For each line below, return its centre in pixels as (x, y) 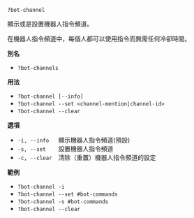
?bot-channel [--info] (50, 96)
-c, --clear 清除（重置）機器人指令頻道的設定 (87, 158)
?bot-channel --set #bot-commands (67, 194)
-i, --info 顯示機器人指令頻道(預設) (74, 140)
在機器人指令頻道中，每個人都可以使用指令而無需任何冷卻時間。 (99, 39)
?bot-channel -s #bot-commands (63, 202)
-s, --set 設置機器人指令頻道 (65, 149)
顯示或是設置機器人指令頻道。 (50, 24)
